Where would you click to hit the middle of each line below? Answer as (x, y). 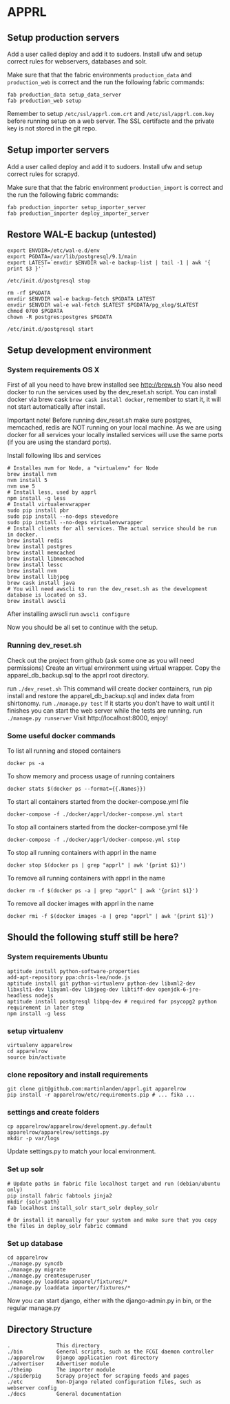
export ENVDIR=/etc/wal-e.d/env (53, 250)
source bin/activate (37, 1057)
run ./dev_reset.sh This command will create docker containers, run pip (110, 689)
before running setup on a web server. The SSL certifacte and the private (111, 121)
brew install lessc (35, 565)
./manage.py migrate (37, 1270)
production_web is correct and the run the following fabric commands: (106, 82)
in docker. (23, 535)
